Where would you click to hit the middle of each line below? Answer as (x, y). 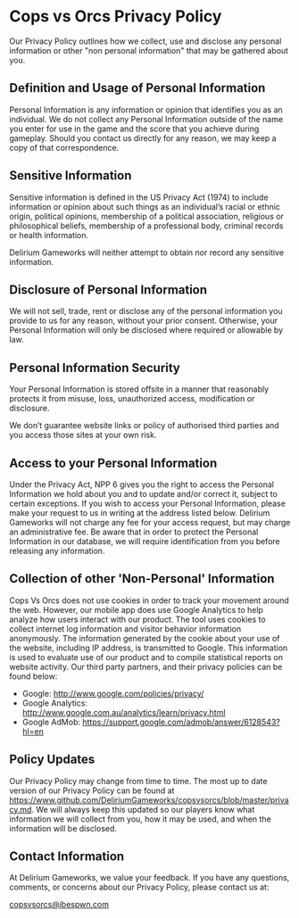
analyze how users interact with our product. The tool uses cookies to (137, 619)
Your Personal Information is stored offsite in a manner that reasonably (139, 389)
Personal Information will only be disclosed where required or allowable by (146, 330)
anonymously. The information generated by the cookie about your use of (145, 638)
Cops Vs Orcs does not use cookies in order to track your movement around (149, 600)
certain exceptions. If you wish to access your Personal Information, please (147, 503)
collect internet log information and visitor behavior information (125, 629)
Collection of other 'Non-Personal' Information (142, 579)
